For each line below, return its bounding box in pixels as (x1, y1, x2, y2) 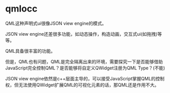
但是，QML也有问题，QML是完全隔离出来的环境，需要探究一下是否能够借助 (5, 58, 163, 64)
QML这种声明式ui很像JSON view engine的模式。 (5, 20, 107, 26)
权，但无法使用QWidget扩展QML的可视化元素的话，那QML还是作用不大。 (5, 81, 159, 88)
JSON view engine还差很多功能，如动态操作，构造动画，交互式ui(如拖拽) (5, 31, 158, 37)
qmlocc (5, 3, 38, 15)
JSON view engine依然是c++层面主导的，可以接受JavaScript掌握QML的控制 (5, 75, 165, 81)
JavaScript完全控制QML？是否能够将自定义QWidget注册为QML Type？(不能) (5, 65, 165, 71)
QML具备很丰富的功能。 (5, 48, 56, 54)
